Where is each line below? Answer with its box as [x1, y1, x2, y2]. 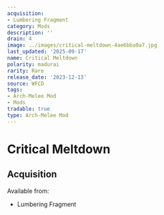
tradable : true [7, 105, 51, 112]
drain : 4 [7, 36, 32, 42]
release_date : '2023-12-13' [7, 73, 87, 81]
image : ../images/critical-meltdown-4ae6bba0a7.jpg [7, 42, 157, 49]
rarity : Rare [7, 67, 44, 74]
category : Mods [7, 23, 51, 29]
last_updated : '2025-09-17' [7, 49, 87, 55]
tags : [7, 86, 23, 93]
